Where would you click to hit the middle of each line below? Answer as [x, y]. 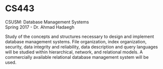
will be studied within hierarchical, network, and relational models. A [74, 52]
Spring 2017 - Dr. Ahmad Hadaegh [40, 27]
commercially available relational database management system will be [77, 57]
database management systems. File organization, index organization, [76, 41]
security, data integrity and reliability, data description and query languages [81, 47]
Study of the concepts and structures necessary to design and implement [80, 36]
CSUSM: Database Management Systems [47, 22]
